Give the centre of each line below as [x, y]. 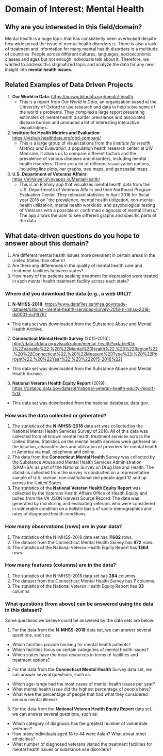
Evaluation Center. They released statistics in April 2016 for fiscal [84, 194]
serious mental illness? [35, 700]
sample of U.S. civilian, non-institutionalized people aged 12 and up [79, 478]
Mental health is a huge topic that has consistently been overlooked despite [81, 38]
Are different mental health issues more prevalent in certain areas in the [84, 255]
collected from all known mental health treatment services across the [81, 437]
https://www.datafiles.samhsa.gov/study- [86, 304]
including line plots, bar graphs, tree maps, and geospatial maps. [84, 169]
